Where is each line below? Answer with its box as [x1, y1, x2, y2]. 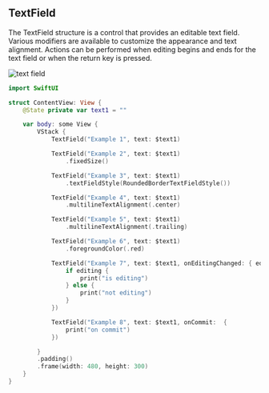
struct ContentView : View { [8, 98, 102, 106]
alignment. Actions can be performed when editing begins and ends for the [8, 44, 256, 54]
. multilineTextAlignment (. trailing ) [65, 223, 188, 231]
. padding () [37, 355, 74, 363]
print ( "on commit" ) [65, 326, 130, 334]
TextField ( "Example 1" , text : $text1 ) [50, 135, 181, 143]
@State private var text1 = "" [22, 106, 127, 114]
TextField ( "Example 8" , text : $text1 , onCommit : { [50, 318, 227, 327]
